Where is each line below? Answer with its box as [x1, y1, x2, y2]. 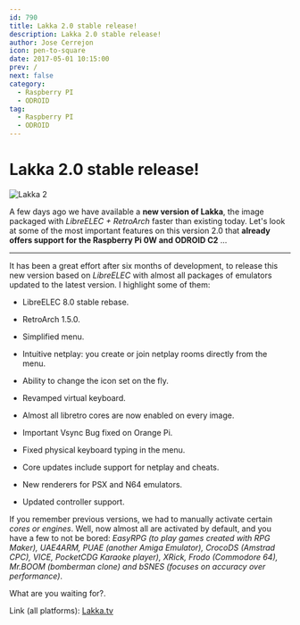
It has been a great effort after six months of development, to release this [9, 260, 279, 271]
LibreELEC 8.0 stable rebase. [21, 296, 129, 307]
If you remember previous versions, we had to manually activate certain [9, 513, 273, 524]
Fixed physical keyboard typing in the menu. [21, 444, 186, 455]
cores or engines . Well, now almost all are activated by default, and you [9, 523, 272, 534]
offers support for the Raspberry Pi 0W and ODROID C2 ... [9, 234, 228, 246]
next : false [9, 71, 54, 80]
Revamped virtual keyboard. [21, 392, 127, 403]
